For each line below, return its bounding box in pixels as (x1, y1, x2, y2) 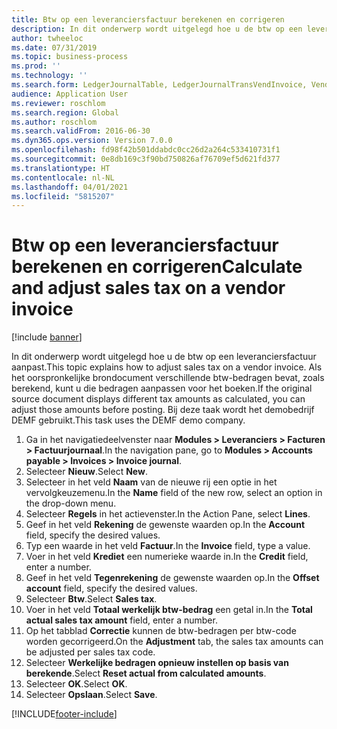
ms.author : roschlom (11, 117, 98, 127)
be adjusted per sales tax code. (25, 646, 156, 658)
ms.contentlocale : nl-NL (11, 172, 115, 183)
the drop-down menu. (25, 497, 117, 510)
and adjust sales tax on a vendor (11, 277, 286, 300)
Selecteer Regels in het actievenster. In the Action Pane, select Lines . (25, 508, 311, 520)
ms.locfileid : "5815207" (11, 191, 115, 201)
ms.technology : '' (11, 71, 88, 81)
